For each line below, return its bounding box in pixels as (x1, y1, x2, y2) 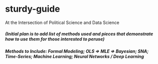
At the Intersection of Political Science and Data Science (5, 20, 120, 25)
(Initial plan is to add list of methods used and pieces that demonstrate (5, 31, 154, 37)
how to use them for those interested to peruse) (5, 36, 105, 42)
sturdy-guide (5, 3, 60, 15)
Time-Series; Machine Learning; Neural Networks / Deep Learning (5, 53, 144, 59)
